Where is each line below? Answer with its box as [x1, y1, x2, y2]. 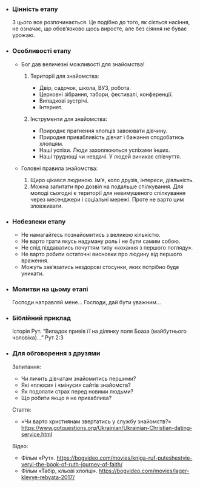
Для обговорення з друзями [12, 349, 101, 358]
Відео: [12, 442, 28, 449]
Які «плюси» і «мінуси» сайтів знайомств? [21, 381, 132, 389]
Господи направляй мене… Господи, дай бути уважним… [12, 299, 162, 306]
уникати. [21, 270, 44, 277]
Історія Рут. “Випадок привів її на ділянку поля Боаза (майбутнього [12, 327, 187, 335]
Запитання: [12, 363, 41, 370]
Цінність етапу [12, 5, 59, 13]
